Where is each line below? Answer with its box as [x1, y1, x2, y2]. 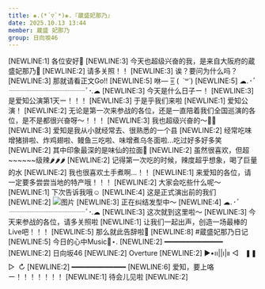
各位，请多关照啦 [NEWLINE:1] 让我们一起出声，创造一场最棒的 [42, 217, 248, 226]
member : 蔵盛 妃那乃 [8, 26, 70, 34]
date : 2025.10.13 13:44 [8, 19, 87, 27]
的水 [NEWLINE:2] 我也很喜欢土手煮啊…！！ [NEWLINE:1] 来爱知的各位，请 [8, 168, 252, 177]
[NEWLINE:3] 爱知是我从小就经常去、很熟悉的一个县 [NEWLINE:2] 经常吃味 [8, 126, 252, 135]
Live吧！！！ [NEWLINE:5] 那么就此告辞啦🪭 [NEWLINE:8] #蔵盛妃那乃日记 [8, 227, 249, 237]
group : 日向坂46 [8, 33, 59, 42]
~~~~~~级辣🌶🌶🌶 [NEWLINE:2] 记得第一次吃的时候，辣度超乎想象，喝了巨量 [8, 155, 258, 165]
